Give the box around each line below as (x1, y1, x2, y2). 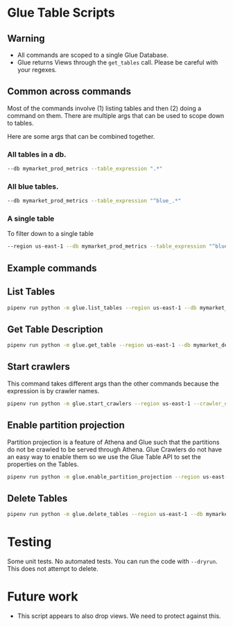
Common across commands (7, 85, 132, 98)
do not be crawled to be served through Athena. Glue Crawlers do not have (7, 445, 223, 454)
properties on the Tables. (7, 460, 79, 468)
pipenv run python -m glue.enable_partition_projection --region (7, 473, 200, 480)
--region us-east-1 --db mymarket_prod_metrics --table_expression (7, 243, 207, 250)
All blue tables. (7, 182, 59, 191)
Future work (7, 589, 78, 605)
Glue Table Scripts (7, 5, 116, 21)
